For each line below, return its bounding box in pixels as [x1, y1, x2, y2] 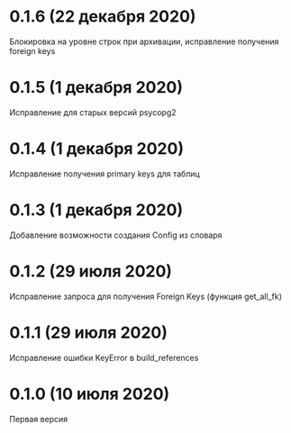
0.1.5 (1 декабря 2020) [9, 77, 183, 98]
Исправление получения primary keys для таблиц [9, 168, 200, 179]
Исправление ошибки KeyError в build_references [9, 352, 199, 363]
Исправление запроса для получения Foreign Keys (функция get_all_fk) [9, 291, 282, 302]
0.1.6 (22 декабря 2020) [9, 6, 196, 27]
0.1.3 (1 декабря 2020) [9, 200, 183, 220]
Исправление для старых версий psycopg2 [9, 106, 177, 118]
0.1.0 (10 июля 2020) [9, 383, 170, 404]
